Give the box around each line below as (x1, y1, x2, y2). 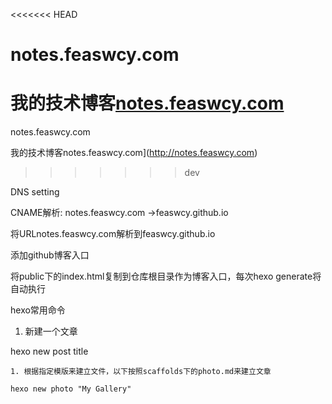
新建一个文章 (24, 325, 78, 338)
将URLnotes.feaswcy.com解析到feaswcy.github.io (10, 228, 216, 240)
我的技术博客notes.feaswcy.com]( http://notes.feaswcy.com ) (10, 147, 258, 159)
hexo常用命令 (10, 304, 66, 316)
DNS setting (10, 186, 60, 198)
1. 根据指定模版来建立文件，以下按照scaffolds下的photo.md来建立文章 (10, 367, 272, 377)
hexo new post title (10, 345, 89, 358)
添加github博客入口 (10, 249, 90, 261)
